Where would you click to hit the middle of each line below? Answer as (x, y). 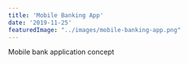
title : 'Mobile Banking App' (56, 15)
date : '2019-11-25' (40, 23)
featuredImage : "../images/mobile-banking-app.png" (94, 30)
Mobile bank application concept (61, 52)
